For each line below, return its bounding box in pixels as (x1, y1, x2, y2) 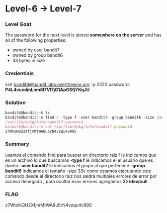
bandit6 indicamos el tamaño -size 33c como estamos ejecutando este (5, 168, 152, 174)
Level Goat (5, 21, 32, 28)
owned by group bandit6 (12, 52, 63, 58)
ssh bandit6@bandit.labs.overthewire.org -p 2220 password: (5, 81, 130, 87)
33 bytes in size (12, 58, 45, 64)
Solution (5, 99, 26, 106)
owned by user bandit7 (12, 47, 60, 53)
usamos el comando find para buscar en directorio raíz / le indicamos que (5, 152, 157, 158)
